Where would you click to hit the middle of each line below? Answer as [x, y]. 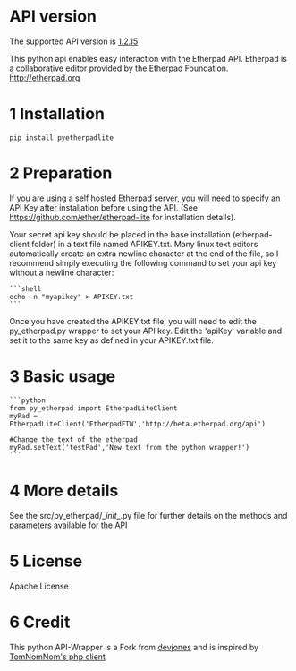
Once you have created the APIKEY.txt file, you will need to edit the [133, 321]
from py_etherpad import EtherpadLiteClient [93, 408]
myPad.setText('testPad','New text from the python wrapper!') [130, 447]
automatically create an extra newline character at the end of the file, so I [144, 254]
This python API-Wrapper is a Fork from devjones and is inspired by [134, 647]
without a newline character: [62, 272]
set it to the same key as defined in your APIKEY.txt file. [112, 340]
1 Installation [57, 114]
